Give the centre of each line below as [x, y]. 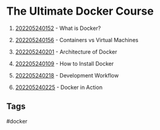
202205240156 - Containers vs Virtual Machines [77, 40]
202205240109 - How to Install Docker [64, 63]
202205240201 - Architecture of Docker [66, 52]
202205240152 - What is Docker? [58, 28]
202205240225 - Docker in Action [59, 87]
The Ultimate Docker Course [80, 11]
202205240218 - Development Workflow [67, 75]
